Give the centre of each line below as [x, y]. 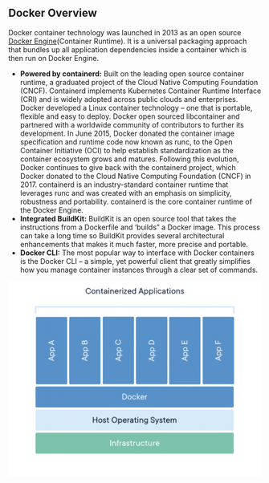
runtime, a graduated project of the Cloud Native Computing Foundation [139, 82]
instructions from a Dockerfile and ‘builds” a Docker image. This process [140, 227]
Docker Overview [53, 13]
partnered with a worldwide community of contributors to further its [132, 124]
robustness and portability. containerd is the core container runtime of [136, 201]
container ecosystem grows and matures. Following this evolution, [129, 159]
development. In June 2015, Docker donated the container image [127, 133]
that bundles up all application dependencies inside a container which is [128, 49]
